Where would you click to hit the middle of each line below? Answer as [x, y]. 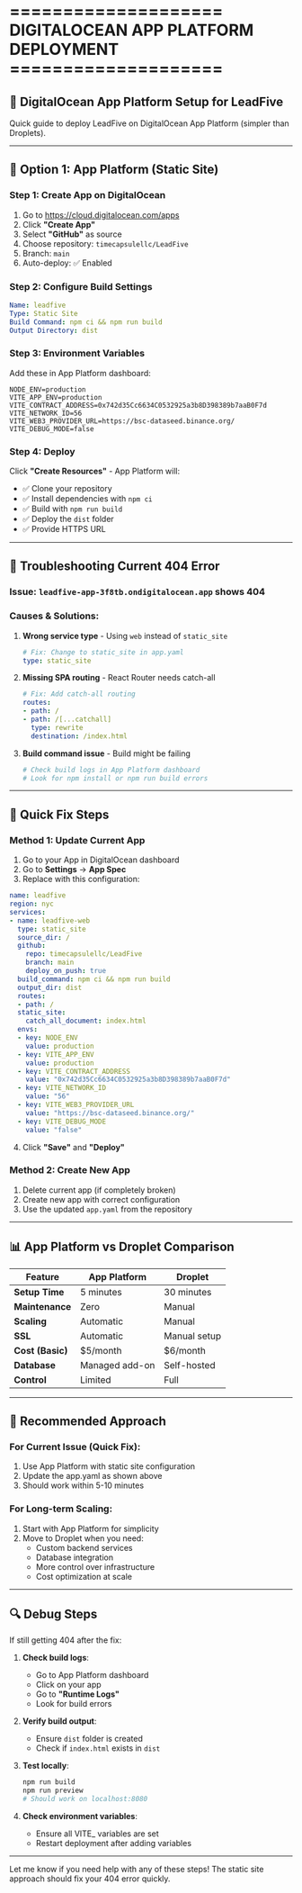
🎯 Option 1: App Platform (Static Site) [114, 170]
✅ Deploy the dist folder [68, 519]
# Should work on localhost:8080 [85, 1799]
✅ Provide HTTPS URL [64, 529]
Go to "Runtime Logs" [77, 1694]
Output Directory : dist [54, 330]
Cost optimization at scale [84, 1576]
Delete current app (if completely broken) [99, 1190]
